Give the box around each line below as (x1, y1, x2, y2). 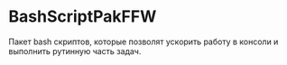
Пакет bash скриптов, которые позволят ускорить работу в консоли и (8, 36, 279, 47)
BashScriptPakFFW (8, 6, 157, 27)
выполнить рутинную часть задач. (8, 45, 142, 56)
